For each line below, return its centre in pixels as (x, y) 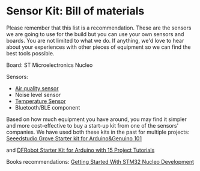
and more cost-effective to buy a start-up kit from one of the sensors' (92, 125)
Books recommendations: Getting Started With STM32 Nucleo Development (100, 161)
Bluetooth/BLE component (47, 107)
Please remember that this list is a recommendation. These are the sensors (99, 28)
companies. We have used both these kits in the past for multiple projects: (98, 132)
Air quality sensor (37, 88)
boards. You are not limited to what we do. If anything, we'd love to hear (95, 40)
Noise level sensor (38, 95)
